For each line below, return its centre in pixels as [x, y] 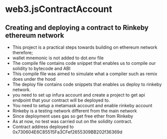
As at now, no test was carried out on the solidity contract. [72, 121]
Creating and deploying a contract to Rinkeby [77, 28]
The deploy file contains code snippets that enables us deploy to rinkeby [87, 84]
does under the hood [34, 79]
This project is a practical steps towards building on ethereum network [85, 47]
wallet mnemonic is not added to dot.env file [58, 58]
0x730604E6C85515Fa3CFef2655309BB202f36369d [67, 132]
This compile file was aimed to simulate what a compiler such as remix [85, 74]
